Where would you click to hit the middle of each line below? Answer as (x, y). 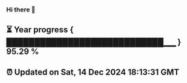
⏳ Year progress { (40, 30)
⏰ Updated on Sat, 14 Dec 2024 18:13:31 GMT (93, 72)
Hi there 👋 (21, 10)
